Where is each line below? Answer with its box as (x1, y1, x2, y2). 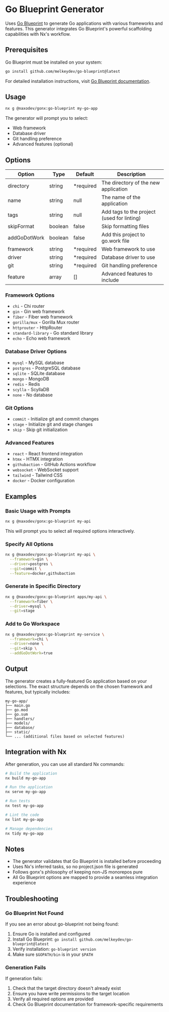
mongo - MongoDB (12, 376, 49, 382)
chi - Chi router (12, 303, 45, 309)
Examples (5, 492, 37, 501)
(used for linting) (101, 215, 141, 222)
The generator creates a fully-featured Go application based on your (5, 678, 147, 684)
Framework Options (5, 292, 55, 299)
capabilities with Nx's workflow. (5, 31, 71, 37)
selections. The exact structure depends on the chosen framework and (5, 683, 152, 689)
